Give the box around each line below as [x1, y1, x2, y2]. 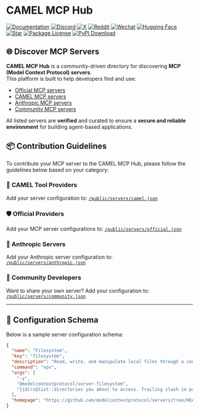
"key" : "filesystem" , [11, 354, 65, 359]
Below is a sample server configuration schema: [6, 330, 124, 338]
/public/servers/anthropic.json [6, 260, 86, 266]
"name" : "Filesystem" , [11, 348, 68, 354]
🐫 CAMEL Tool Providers [6, 181, 78, 189]
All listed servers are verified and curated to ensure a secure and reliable [6, 117, 187, 124]
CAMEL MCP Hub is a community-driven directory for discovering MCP [6, 62, 181, 69]
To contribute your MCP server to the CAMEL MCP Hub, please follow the [6, 160, 186, 167]
